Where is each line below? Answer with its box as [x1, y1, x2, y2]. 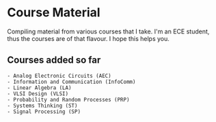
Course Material [7, 5, 100, 20]
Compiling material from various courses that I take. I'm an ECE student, [7, 27, 210, 35]
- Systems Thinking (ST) [7, 102, 78, 109]
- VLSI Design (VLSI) [7, 90, 69, 97]
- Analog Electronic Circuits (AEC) [7, 72, 111, 79]
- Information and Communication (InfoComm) [7, 78, 136, 85]
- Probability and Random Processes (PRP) [7, 96, 130, 103]
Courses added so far [7, 55, 101, 66]
